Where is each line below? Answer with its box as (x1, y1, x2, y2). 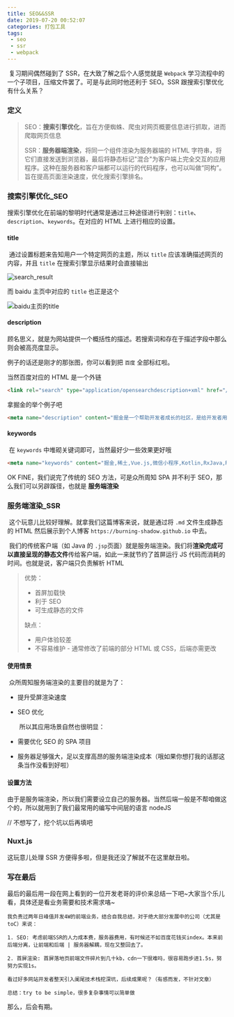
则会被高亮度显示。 (7, 343, 63, 352)
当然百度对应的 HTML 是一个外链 (7, 373, 102, 381)
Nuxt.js (7, 837, 33, 846)
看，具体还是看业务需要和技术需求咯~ (7, 898, 116, 906)
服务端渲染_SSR (7, 501, 61, 511)
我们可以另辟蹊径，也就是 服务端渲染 (13, 481, 119, 490)
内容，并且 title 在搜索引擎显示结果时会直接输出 (7, 258, 148, 267)
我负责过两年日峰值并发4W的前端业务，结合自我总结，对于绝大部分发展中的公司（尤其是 (7, 913, 221, 920)
